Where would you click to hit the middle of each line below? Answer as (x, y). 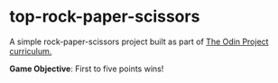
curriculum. (31, 51)
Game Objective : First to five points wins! (87, 69)
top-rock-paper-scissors (105, 17)
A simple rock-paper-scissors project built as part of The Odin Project (139, 41)
